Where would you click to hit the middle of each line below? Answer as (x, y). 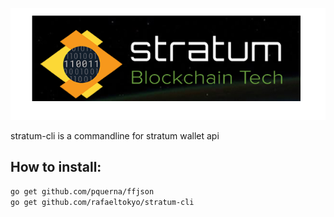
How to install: (56, 167)
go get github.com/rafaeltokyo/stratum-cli (102, 202)
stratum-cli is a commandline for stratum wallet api (115, 136)
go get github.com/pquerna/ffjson (82, 191)
